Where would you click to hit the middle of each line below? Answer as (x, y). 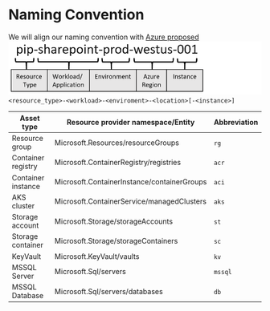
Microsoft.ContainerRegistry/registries (118, 162)
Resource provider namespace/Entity (131, 123)
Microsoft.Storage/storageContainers (117, 240)
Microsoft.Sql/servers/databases (109, 291)
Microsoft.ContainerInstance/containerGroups (131, 182)
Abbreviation (236, 123)
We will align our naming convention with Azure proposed (104, 37)
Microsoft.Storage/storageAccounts (114, 221)
